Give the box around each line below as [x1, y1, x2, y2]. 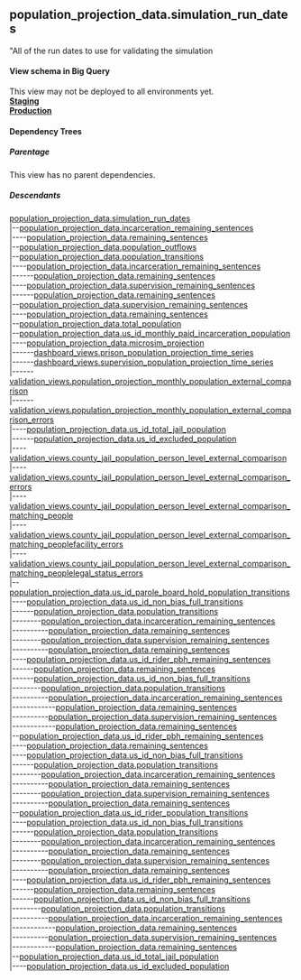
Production [9, 106, 52, 116]
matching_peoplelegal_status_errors [9, 568, 144, 578]
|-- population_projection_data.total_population [9, 318, 182, 328]
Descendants [9, 190, 61, 201]
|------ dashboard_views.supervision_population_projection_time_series [9, 356, 274, 367]
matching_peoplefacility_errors [9, 539, 123, 550]
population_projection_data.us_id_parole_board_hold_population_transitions [9, 587, 290, 597]
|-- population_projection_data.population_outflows [9, 241, 197, 252]
